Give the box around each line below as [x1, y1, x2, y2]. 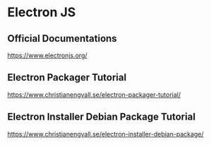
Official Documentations [7, 33, 118, 45]
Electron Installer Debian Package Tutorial [7, 111, 196, 123]
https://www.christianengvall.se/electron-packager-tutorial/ [7, 90, 181, 99]
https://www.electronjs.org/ [7, 51, 88, 59]
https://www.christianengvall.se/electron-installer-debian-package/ [7, 129, 204, 138]
